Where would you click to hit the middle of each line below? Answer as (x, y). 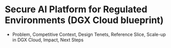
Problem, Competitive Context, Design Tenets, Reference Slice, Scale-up (89, 34)
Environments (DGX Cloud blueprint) (84, 20)
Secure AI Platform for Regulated (76, 9)
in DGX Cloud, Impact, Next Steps (48, 40)
